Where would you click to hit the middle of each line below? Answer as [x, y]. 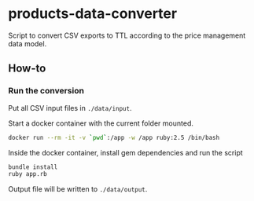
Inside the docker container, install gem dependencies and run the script [126, 152]
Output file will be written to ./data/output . [78, 189]
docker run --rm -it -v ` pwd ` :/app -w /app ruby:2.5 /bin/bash [114, 137]
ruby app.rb [28, 174]
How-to [27, 69]
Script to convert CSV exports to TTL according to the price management [127, 35]
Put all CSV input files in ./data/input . [70, 108]
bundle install [33, 167]
